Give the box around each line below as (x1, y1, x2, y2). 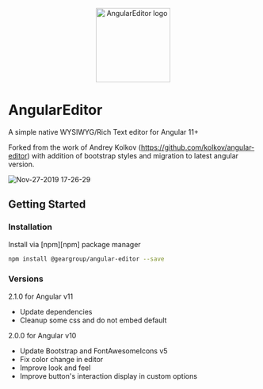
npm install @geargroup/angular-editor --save (8, 254, 165, 263)
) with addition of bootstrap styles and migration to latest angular (27, 151, 239, 160)
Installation (8, 222, 53, 233)
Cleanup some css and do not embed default (19, 315, 167, 325)
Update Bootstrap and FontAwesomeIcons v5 (19, 345, 168, 356)
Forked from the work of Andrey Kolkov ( (8, 143, 141, 152)
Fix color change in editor (19, 354, 104, 364)
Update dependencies (19, 307, 93, 316)
